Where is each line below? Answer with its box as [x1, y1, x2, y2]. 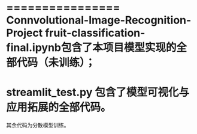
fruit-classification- [44, 26, 146, 40]
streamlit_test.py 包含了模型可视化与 [6, 85, 190, 99]
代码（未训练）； [17, 56, 96, 70]
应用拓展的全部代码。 [6, 100, 112, 114]
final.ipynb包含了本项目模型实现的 [6, 41, 177, 55]
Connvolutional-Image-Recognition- [6, 13, 192, 27]
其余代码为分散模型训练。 [6, 121, 69, 129]
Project [6, 26, 43, 40]
